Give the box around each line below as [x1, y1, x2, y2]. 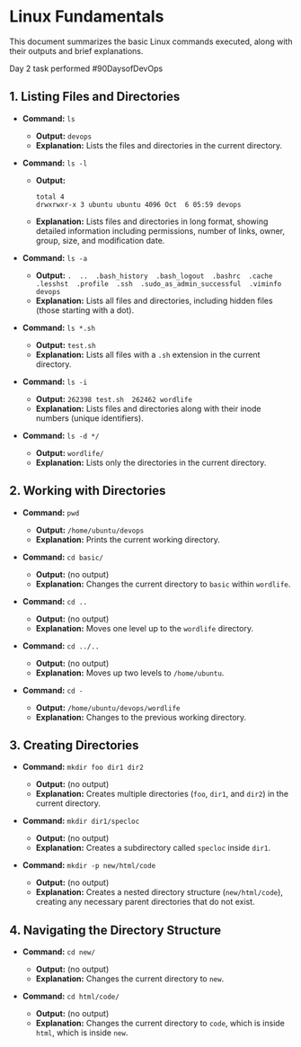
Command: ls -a [22, 252, 88, 263]
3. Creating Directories [9, 738, 139, 753]
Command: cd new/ [22, 946, 96, 957]
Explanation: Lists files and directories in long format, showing [35, 216, 269, 227]
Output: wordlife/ [35, 447, 104, 458]
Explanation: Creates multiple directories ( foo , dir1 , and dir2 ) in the [35, 789, 289, 800]
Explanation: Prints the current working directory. [35, 533, 220, 545]
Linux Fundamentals [9, 6, 164, 27]
